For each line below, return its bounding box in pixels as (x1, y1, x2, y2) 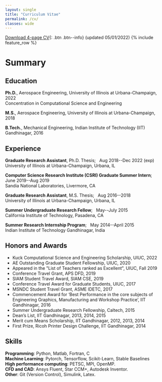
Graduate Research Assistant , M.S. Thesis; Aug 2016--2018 (5, 192, 131, 198)
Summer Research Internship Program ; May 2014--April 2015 (5, 222, 134, 228)
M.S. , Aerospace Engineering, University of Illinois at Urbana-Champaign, (5, 110, 156, 116)
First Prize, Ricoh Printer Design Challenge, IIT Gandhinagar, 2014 (12, 323, 146, 329)
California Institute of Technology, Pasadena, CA (5, 212, 104, 218)
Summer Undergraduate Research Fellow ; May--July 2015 (5, 207, 128, 213)
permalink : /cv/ (5, 16, 39, 21)
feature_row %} (5, 40, 37, 46)
